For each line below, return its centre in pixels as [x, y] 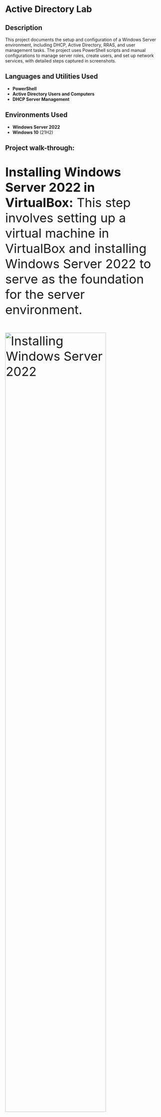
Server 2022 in [50, 187]
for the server [45, 294]
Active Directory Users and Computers [53, 94]
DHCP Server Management [41, 99]
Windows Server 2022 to [78, 264]
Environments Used [36, 115]
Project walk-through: [40, 148]
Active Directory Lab [49, 9]
